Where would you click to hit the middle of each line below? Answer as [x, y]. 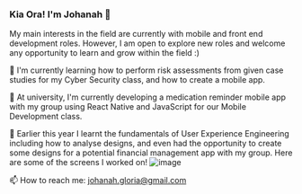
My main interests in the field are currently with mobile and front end [136, 34]
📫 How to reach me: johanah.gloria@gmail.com [98, 181]
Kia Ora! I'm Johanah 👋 [60, 14]
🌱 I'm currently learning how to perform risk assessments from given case [147, 70]
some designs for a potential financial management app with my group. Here [151, 153]
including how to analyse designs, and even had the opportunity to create [146, 144]
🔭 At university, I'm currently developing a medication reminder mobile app [147, 97]
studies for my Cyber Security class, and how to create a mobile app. [137, 80]
